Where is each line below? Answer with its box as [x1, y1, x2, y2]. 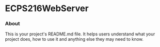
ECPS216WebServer [5, 3, 89, 14]
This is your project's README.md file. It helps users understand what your [5, 31, 155, 37]
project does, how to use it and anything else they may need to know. [5, 36, 144, 42]
